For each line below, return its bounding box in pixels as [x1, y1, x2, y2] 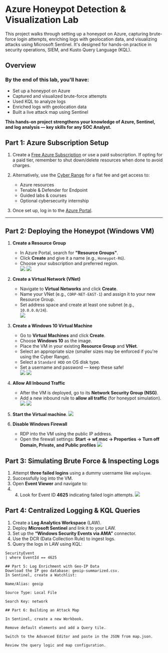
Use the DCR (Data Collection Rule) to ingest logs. [12, 535, 116, 542]
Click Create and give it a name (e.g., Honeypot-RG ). [19, 255, 125, 261]
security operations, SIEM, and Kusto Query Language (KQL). [5, 47, 131, 53]
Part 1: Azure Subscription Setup [5, 139, 109, 147]
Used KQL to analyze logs [12, 98, 66, 104]
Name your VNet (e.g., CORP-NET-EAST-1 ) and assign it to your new [19, 291, 156, 297]
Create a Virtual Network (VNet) [12, 276, 81, 282]
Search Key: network [5, 599, 48, 604]
